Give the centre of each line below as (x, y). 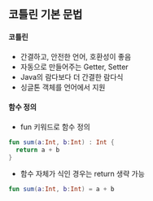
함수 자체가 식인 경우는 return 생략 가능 (82, 174)
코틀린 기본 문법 (46, 15)
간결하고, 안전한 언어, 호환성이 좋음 (76, 56)
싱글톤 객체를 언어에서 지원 (63, 87)
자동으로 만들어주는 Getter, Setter (74, 67)
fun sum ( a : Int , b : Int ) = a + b (61, 190)
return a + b (38, 150)
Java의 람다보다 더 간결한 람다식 (72, 76)
